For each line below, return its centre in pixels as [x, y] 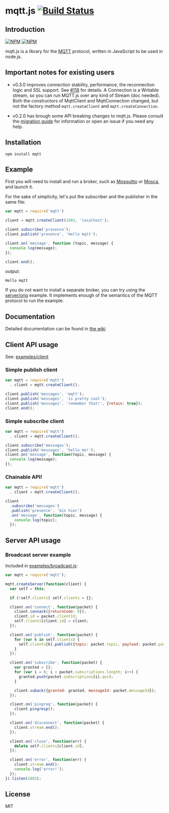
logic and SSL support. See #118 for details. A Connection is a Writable [86, 90]
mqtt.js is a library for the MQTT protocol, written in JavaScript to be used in [84, 51]
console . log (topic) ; [36, 520]
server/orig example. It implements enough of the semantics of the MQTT [81, 296]
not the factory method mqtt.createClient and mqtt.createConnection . [86, 106]
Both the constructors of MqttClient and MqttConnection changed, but [85, 100]
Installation [23, 142]
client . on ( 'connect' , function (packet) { [54, 607]
